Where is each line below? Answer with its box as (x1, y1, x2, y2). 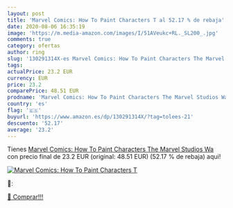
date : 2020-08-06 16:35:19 (7, 23, 85, 30)
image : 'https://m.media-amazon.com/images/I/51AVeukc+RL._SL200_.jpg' (7, 29, 218, 37)
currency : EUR (7, 74, 49, 82)
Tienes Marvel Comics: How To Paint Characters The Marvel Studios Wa (7, 145, 214, 153)
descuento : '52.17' (7, 119, 64, 127)
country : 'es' (7, 101, 49, 107)
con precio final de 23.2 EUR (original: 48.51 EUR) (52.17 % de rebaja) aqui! (7, 153, 221, 161)
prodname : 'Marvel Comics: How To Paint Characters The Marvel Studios (7, 94, 218, 101)
